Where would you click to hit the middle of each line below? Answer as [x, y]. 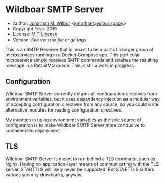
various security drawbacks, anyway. [44, 175]
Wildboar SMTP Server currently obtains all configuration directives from [81, 94]
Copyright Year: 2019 [35, 28]
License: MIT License [35, 34]
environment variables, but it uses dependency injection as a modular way [83, 99]
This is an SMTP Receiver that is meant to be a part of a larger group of [79, 49]
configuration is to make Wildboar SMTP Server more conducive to [75, 125]
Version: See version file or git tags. [50, 40]
